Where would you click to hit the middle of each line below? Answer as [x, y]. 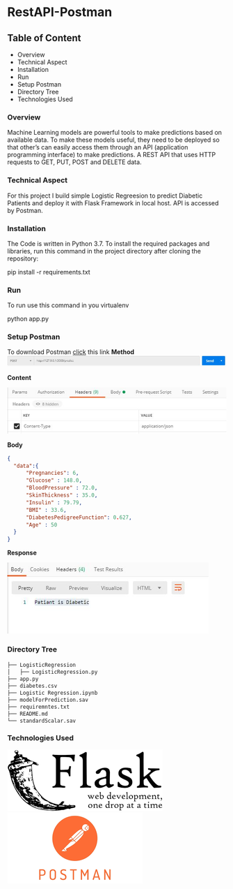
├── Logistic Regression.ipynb [53, 693]
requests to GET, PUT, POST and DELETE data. [74, 162]
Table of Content [44, 38]
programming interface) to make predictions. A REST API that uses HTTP [112, 155]
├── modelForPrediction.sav [48, 700]
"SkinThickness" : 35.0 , [62, 495]
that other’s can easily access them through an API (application [98, 147]
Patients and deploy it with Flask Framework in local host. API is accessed [113, 203]
